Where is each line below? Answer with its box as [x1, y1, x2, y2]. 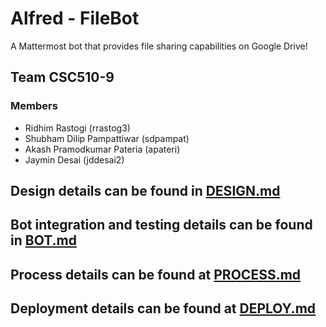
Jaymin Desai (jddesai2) [24, 153, 125, 166]
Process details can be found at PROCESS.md [10, 266, 302, 283]
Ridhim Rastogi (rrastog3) [24, 122, 131, 134]
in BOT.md [10, 232, 77, 249]
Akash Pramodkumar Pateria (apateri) [24, 143, 181, 155]
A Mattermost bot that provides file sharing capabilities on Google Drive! [10, 40, 308, 52]
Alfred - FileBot [10, 7, 140, 30]
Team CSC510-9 [10, 69, 115, 86]
